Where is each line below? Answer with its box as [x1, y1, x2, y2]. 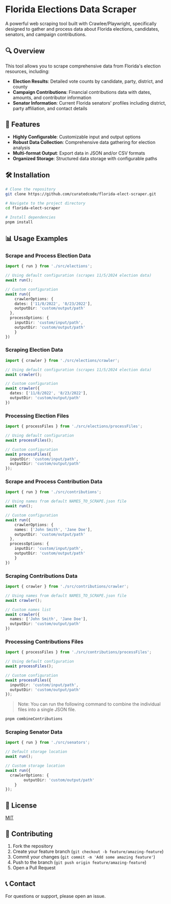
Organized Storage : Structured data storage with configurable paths [12, 155, 157, 161]
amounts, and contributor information [12, 94, 92, 101]
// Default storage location [5, 749, 67, 754]
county [12, 83, 28, 90]
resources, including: [5, 68, 50, 75]
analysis [12, 144, 31, 151]
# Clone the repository [5, 187, 56, 192]
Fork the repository [12, 843, 54, 849]
